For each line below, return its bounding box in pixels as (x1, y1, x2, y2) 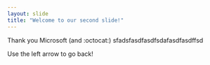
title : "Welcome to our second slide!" (7, 17, 124, 24)
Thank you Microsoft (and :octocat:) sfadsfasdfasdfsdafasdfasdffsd (7, 36, 204, 44)
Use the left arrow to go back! (7, 50, 93, 58)
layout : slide (7, 10, 49, 17)
